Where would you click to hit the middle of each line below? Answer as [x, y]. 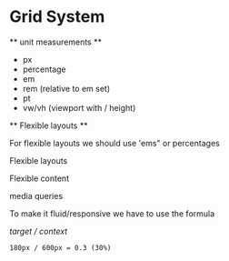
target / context [39, 231]
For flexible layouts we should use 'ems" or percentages [114, 143]
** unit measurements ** [56, 42]
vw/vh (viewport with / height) [79, 107]
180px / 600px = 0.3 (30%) [60, 247]
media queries [36, 196]
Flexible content [40, 178]
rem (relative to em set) [66, 88]
